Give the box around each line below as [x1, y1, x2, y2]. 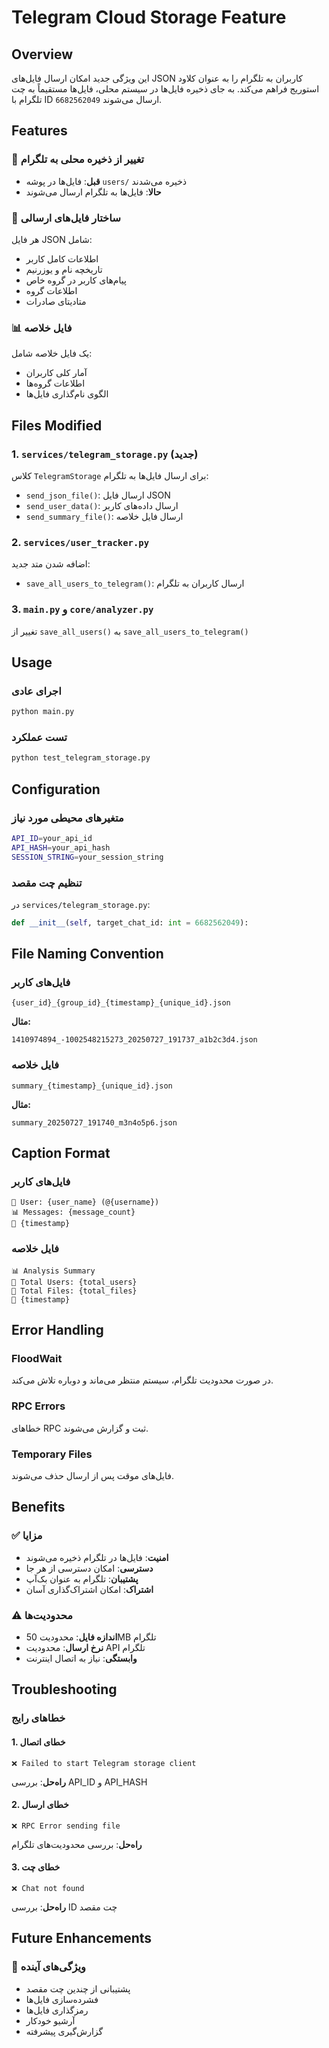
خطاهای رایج [11, 1711, 66, 1725]
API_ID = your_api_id [11, 833, 93, 843]
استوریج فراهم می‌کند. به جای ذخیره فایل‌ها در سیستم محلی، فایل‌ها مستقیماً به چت [11, 83, 320, 95]
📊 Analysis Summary [11, 1266, 96, 1276]
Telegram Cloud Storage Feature [11, 6, 287, 29]
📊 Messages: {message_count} [11, 1207, 136, 1218]
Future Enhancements [11, 1930, 153, 1947]
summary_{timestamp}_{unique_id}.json [11, 1081, 173, 1091]
